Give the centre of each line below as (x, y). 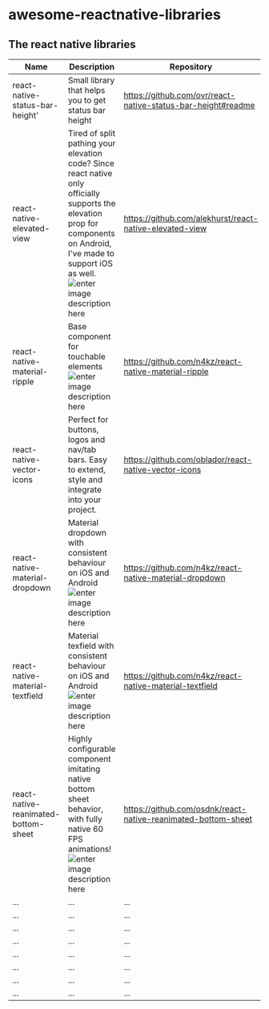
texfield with (91, 646)
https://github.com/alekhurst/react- (191, 218)
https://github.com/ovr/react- (180, 95)
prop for (83, 223)
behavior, (86, 809)
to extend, (87, 470)
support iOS (90, 263)
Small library (91, 80)
